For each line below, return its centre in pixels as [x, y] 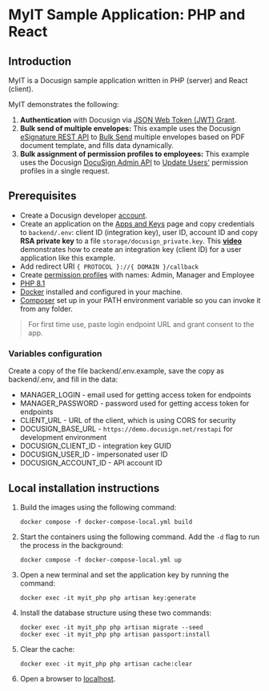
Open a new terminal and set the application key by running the [124, 574]
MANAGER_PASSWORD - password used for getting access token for [134, 403]
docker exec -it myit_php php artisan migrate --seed [111, 627]
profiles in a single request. [64, 171]
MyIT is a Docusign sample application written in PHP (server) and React [128, 80]
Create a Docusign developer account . [84, 215]
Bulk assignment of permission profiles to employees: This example [134, 154]
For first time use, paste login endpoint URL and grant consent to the [141, 324]
